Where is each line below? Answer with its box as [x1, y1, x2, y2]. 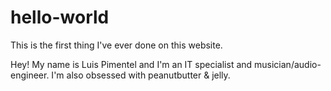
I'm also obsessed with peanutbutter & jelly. [51, 69, 231, 81]
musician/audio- [254, 58, 322, 70]
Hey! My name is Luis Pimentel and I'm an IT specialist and [10, 58, 253, 70]
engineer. [10, 69, 50, 81]
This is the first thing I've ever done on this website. [10, 39, 223, 51]
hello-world [10, 6, 110, 29]
